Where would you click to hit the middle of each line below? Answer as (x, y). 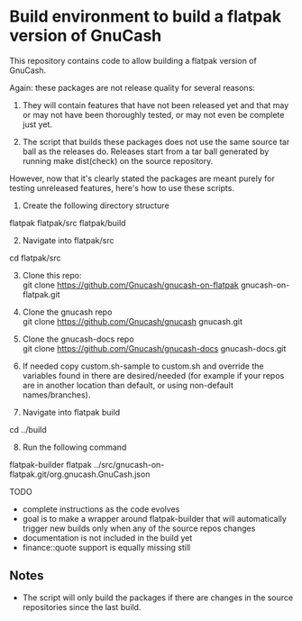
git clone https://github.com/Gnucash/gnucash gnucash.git (133, 321)
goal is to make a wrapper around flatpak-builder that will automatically (154, 518)
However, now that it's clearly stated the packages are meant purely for (142, 178)
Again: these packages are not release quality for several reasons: (132, 87)
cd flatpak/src (35, 258)
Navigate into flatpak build (71, 412)
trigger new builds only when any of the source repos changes (139, 528)
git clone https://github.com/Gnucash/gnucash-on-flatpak (130, 285)
